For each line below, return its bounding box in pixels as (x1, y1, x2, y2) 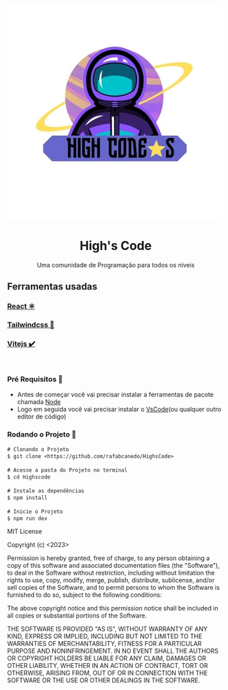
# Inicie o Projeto (7, 508, 63, 515)
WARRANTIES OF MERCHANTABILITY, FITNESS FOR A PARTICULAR (7, 640, 202, 648)
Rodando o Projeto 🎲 (7, 430, 77, 439)
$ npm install (7, 495, 48, 501)
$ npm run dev (7, 515, 48, 522)
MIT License (7, 527, 43, 536)
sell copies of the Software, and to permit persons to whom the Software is (7, 584, 220, 592)
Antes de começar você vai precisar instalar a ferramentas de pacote (17, 390, 214, 399)
